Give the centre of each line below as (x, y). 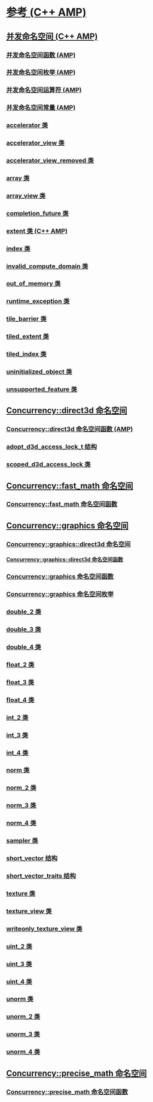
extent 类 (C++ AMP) (37, 230)
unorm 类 (20, 999)
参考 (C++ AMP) (46, 12)
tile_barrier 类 (26, 319)
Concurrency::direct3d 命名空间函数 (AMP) (70, 429)
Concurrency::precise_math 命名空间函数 (67, 1092)
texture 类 (21, 893)
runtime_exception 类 (38, 301)
